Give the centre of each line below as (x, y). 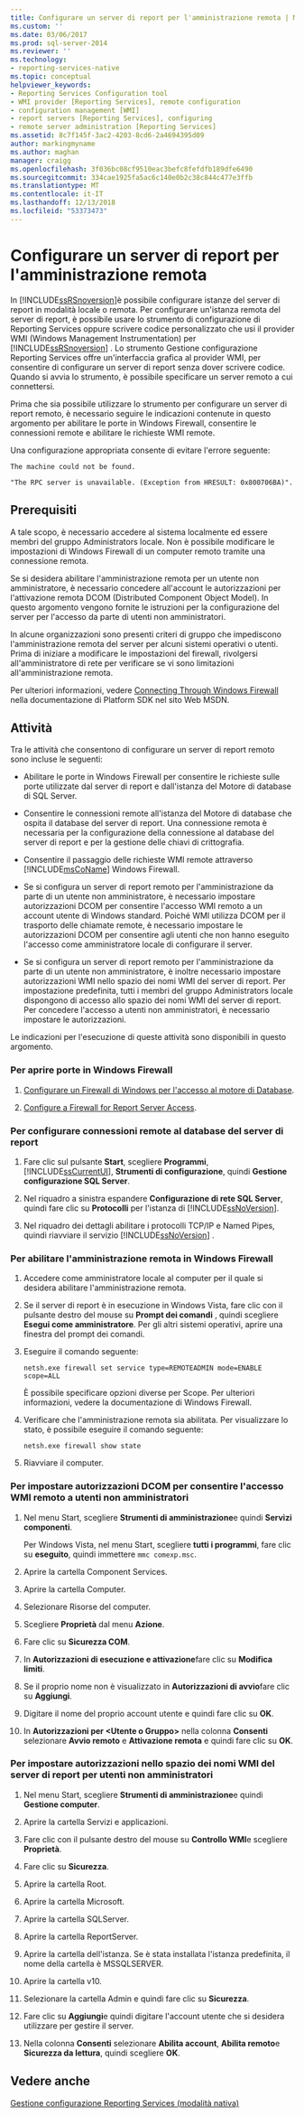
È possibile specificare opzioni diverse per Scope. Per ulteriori (139, 1393)
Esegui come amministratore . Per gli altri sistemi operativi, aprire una (153, 1325)
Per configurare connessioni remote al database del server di (147, 1130)
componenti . (48, 1527)
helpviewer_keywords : (51, 85)
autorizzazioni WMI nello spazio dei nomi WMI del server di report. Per (155, 981)
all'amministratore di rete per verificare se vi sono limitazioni (122, 663)
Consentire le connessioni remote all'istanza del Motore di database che (157, 813)
